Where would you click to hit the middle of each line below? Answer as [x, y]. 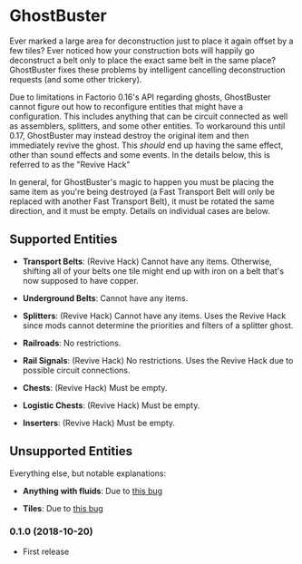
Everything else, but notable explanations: [88, 473]
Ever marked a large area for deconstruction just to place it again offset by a [151, 41]
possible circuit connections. [76, 370]
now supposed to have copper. [80, 280]
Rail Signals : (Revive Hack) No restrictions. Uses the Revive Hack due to [158, 360]
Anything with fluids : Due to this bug [93, 491]
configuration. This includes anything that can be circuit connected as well [149, 116]
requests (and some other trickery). [76, 79]
